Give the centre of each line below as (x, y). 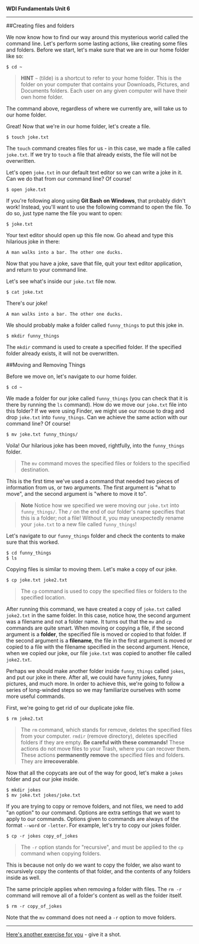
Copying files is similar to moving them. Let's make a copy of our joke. (92, 569)
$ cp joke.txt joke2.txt (37, 580)
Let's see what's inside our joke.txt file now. (61, 281)
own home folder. (42, 97)
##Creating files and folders (40, 26)
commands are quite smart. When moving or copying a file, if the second (95, 628)
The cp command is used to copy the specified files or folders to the (104, 591)
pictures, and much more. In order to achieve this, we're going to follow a (95, 684)
